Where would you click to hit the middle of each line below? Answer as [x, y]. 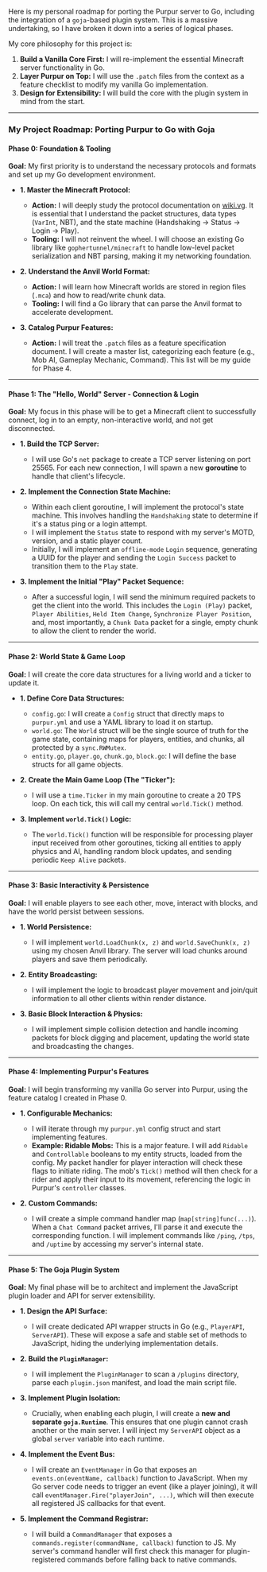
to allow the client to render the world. [94, 631]
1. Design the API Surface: [64, 1311]
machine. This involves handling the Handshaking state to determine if [145, 515]
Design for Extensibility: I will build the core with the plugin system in [134, 93]
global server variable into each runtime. [98, 1439]
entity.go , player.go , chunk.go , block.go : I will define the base [134, 755]
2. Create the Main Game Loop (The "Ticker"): [97, 779]
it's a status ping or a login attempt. [89, 524]
